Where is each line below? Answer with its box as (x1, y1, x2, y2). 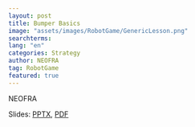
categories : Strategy (8, 49, 81, 57)
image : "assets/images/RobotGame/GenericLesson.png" (8, 27, 189, 35)
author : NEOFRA (8, 57, 59, 65)
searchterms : (8, 34, 52, 43)
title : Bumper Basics (8, 19, 81, 27)
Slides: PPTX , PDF (8, 109, 69, 119)
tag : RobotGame (8, 64, 59, 72)
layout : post (8, 11, 52, 20)
